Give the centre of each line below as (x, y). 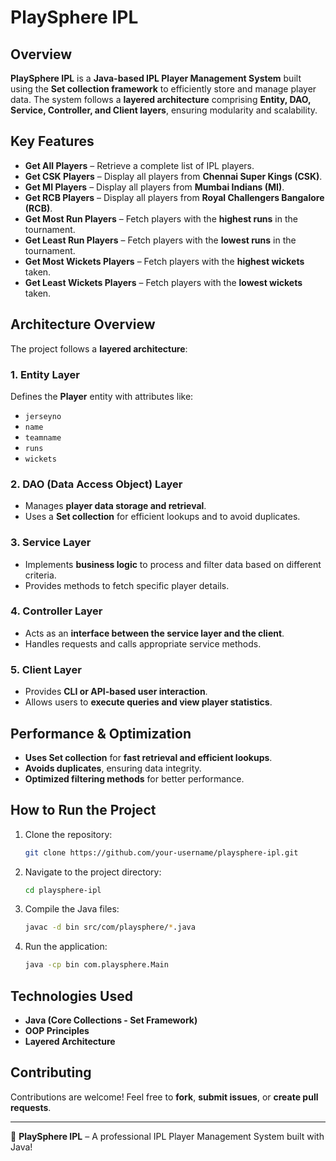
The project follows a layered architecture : (99, 348)
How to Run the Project (83, 810)
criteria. (40, 575)
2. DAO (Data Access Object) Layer (96, 484)
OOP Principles (57, 1031)
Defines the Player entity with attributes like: (102, 396)
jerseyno (43, 416)
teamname (43, 437)
